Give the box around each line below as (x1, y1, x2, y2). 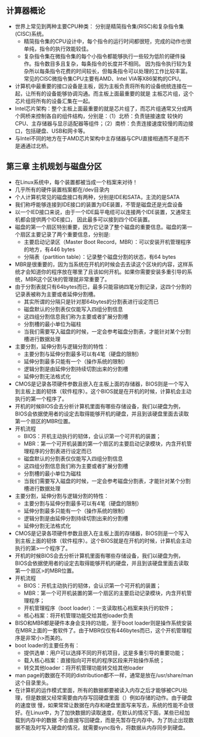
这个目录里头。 (14, 679, 52, 686)
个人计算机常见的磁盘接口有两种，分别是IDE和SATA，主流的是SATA (14, 193, 180, 200)
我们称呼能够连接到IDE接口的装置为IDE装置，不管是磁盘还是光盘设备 (14, 201, 183, 208)
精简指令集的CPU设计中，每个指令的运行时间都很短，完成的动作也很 (23, 38, 192, 45)
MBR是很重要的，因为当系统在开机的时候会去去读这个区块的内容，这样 (14, 261, 189, 268)
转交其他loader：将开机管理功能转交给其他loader (23, 664, 144, 671)
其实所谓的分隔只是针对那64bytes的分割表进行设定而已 (23, 298, 159, 305)
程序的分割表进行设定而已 (29, 447, 92, 454)
